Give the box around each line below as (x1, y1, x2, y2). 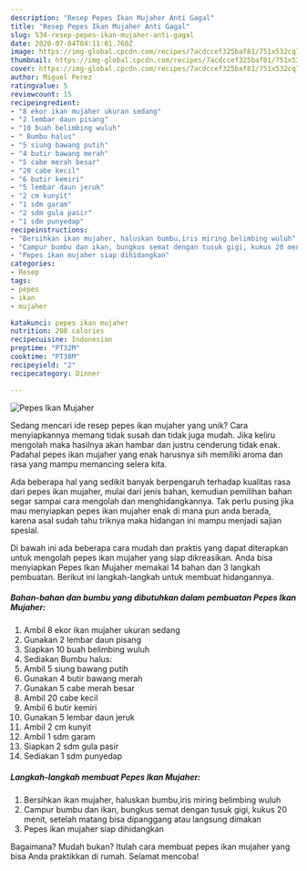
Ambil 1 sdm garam (23, 731, 96, 742)
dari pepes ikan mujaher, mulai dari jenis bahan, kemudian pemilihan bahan (10, 485, 292, 497)
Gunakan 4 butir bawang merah (23, 673, 143, 684)
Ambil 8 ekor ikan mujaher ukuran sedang (23, 625, 180, 636)
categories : (10, 259, 56, 269)
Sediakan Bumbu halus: (23, 654, 113, 665)
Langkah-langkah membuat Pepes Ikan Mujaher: (10, 772, 201, 783)
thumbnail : (10, 56, 52, 65)
